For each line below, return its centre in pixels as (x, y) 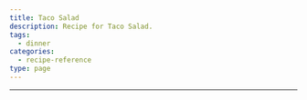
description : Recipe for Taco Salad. (81, 26)
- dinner (34, 43)
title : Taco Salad (44, 18)
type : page (30, 69)
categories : (32, 52)
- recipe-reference (55, 60)
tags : (20, 35)
